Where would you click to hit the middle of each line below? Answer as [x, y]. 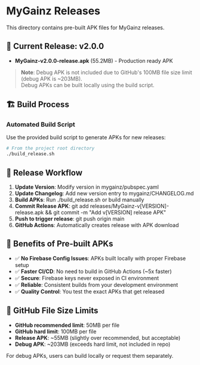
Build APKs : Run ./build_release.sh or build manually [79, 200]
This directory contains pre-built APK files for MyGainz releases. [85, 27]
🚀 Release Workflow [44, 172]
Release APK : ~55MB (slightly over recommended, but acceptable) [98, 338]
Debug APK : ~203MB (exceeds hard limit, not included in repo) [93, 344]
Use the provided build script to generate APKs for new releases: [86, 137]
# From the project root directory [50, 148]
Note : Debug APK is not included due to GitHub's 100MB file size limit [106, 72]
